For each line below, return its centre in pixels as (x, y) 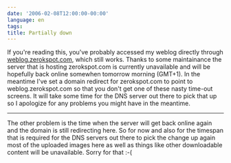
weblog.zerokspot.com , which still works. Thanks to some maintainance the (114, 60)
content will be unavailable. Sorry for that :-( (70, 153)
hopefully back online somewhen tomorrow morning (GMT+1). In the (104, 74)
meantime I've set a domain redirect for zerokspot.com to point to (100, 81)
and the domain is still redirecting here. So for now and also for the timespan (115, 131)
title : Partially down (40, 33)
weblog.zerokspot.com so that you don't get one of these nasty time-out (110, 89)
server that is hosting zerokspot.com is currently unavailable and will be (109, 67)
